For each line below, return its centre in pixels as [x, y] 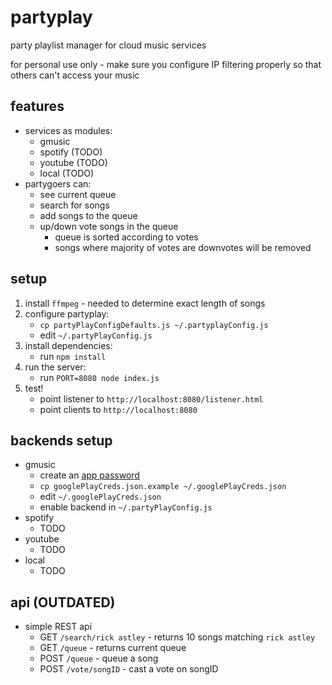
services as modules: [68, 130]
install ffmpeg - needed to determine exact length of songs [145, 303]
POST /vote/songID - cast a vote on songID [129, 669]
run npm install [73, 356]
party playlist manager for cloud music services [108, 45]
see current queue [78, 194]
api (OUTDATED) [63, 602]
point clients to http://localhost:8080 [118, 409]
